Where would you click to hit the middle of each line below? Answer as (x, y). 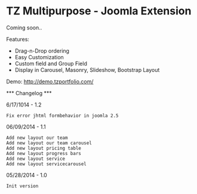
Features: (18, 39)
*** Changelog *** (29, 93)
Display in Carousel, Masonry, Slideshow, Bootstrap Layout (87, 69)
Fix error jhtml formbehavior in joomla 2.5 (62, 116)
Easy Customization (39, 57)
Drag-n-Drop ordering (42, 51)
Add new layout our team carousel (49, 143)
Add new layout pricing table (44, 148)
